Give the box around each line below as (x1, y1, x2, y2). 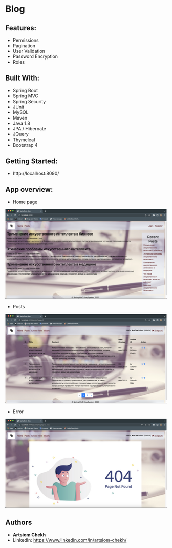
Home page (12, 199, 38, 205)
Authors (5, 518, 32, 526)
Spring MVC (12, 93, 39, 99)
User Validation (12, 48, 45, 54)
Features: (5, 24, 37, 32)
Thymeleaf (12, 136, 36, 143)
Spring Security (12, 98, 46, 104)
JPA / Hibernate (12, 125, 47, 131)
